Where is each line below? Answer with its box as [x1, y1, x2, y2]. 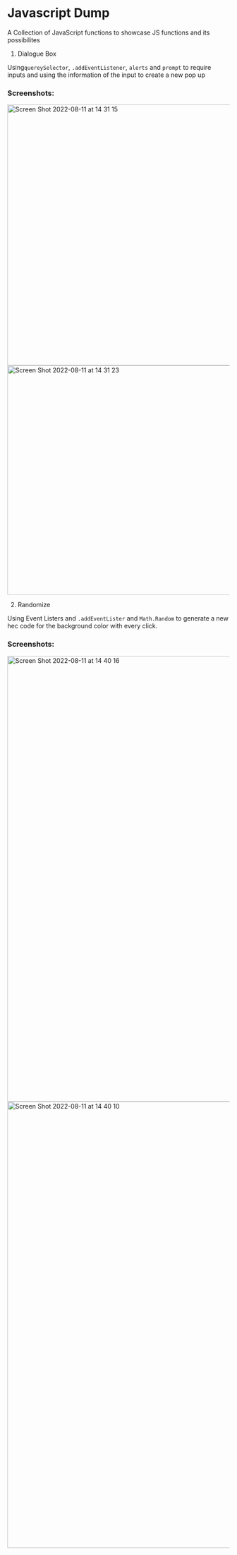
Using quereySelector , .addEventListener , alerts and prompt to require [7, 63, 212, 71]
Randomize [17, 601, 51, 609]
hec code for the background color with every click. [7, 622, 158, 630]
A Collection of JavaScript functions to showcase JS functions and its [7, 28, 210, 37]
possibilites [7, 35, 40, 44]
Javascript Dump [7, 5, 110, 21]
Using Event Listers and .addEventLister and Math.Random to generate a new [7, 614, 229, 623]
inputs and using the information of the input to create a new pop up [7, 71, 206, 79]
